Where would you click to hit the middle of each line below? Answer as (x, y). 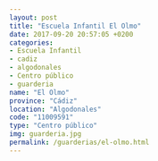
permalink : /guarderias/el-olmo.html (79, 142)
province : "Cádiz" (43, 101)
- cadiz (24, 59)
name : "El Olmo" (39, 92)
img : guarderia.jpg (46, 134)
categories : (31, 42)
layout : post (33, 17)
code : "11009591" (42, 117)
